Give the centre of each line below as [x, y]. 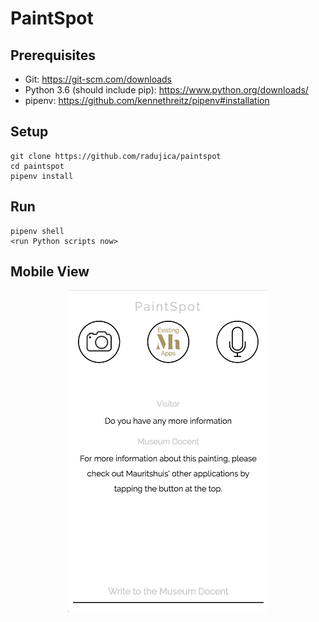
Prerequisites [53, 55]
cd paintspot [37, 166]
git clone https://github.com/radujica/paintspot [116, 156]
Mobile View [50, 272]
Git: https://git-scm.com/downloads [98, 79]
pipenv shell [37, 231]
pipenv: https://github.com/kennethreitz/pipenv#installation [147, 100]
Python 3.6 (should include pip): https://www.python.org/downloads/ [166, 90]
